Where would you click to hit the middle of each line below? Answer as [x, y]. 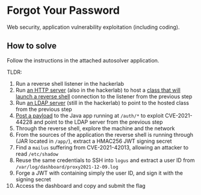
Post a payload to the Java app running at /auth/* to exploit [90, 115]
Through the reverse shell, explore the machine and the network [95, 128]
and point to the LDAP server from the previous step [98, 122]
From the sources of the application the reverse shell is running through [104, 134]
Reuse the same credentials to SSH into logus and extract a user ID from [105, 160]
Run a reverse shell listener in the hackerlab [70, 83]
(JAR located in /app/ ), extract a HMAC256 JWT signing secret [94, 141]
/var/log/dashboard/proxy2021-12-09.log [67, 167]
